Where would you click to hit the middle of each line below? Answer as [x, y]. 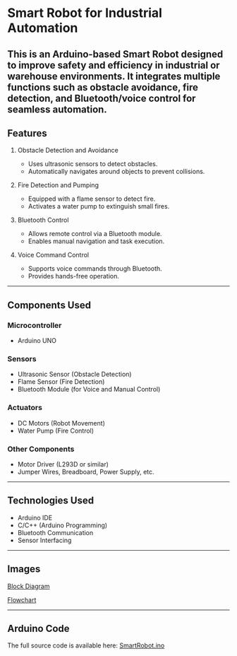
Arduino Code [38, 628]
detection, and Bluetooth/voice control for [102, 98]
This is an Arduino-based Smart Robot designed [115, 54]
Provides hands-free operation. [74, 276]
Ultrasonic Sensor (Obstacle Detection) [74, 374]
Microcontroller [35, 325]
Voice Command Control [53, 255]
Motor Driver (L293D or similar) [63, 464]
